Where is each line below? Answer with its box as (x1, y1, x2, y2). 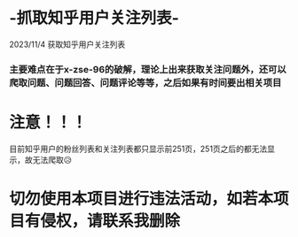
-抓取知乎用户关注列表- (9, 8, 180, 28)
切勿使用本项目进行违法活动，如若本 (9, 188, 274, 209)
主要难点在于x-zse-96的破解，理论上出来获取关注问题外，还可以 (9, 63, 286, 75)
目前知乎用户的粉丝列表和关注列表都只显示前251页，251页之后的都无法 (9, 143, 268, 154)
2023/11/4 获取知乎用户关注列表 (9, 39, 126, 50)
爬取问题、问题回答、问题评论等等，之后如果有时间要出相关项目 (9, 76, 282, 88)
